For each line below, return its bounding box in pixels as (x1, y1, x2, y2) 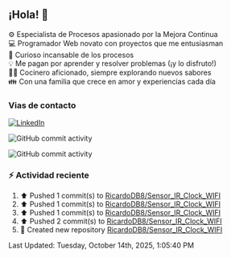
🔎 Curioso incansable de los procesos (8, 50, 134, 59)
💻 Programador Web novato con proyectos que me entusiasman (8, 38, 224, 48)
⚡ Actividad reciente (8, 170, 90, 181)
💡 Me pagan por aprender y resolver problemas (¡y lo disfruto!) (8, 58, 217, 68)
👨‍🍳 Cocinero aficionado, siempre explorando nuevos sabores (8, 68, 212, 77)
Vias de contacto (8, 100, 76, 111)
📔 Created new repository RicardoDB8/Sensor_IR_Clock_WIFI (19, 225, 223, 235)
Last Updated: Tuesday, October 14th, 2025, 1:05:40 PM (8, 240, 195, 250)
